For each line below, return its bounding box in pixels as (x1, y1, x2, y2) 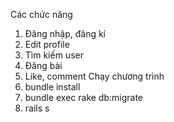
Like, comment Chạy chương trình (24, 70, 165, 82)
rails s (24, 102, 50, 114)
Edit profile (24, 39, 70, 50)
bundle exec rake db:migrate (24, 92, 144, 103)
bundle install (24, 81, 81, 93)
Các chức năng (10, 9, 73, 20)
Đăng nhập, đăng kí (24, 28, 106, 39)
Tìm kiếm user (24, 49, 84, 61)
